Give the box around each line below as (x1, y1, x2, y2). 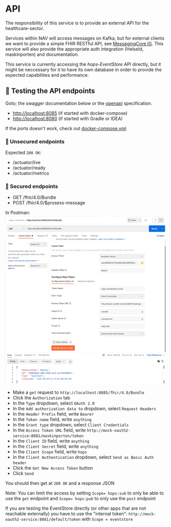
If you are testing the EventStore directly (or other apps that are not (5, 505, 146, 511)
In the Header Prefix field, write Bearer (12, 411, 94, 417)
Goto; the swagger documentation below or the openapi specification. (5, 100, 153, 106)
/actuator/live (12, 160, 41, 166)
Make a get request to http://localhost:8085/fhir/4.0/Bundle (12, 389, 145, 395)
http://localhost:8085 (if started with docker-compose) (12, 110, 128, 116)
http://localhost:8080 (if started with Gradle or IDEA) (12, 115, 123, 121)
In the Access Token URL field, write (12, 427, 86, 433)
